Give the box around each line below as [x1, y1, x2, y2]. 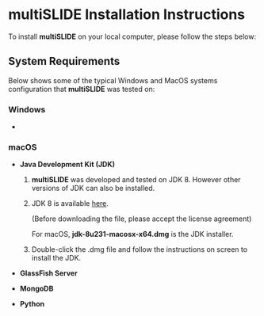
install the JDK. [31, 253, 82, 263]
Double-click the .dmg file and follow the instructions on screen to [31, 245, 248, 254]
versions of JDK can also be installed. [31, 184, 155, 193]
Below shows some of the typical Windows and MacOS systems [8, 75, 218, 85]
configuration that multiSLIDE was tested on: [8, 84, 155, 93]
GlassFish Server [19, 268, 78, 278]
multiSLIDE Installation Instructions [8, 6, 246, 24]
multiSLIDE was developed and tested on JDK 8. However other [31, 175, 241, 185]
